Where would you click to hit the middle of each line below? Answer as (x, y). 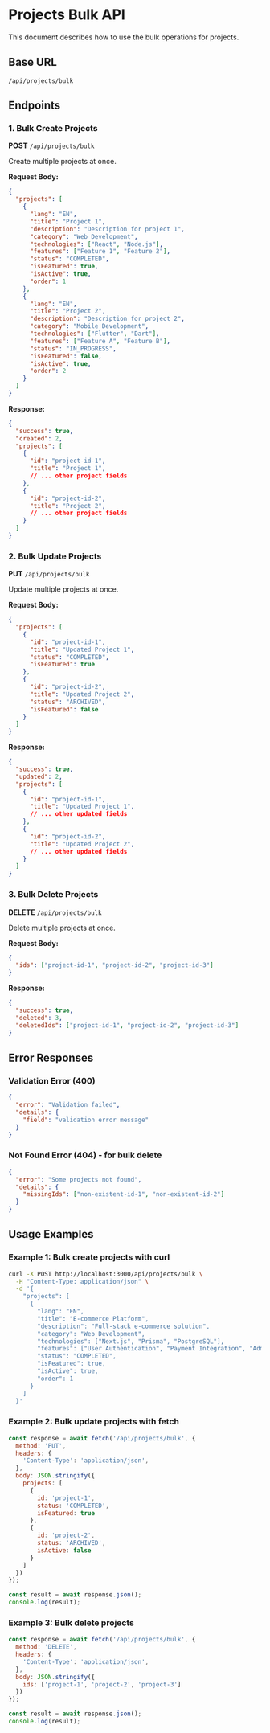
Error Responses (51, 1057)
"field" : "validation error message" (86, 1120)
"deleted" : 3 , (39, 1018)
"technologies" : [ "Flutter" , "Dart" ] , (94, 334)
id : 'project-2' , (66, 1536)
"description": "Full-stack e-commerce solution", (124, 1326)
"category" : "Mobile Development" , (89, 326)
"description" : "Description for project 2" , (107, 319)
